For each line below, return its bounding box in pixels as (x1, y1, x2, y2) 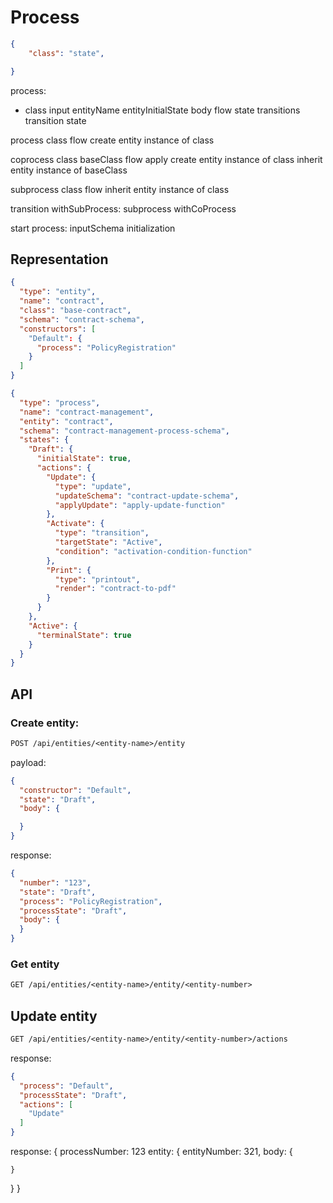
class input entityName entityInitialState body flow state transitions (24, 104, 301, 116)
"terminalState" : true (36, 630, 132, 640)
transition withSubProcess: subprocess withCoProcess (10, 202, 237, 215)
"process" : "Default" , (19, 1081, 114, 1091)
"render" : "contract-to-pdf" (54, 584, 177, 594)
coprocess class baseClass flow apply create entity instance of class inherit (10, 153, 323, 165)
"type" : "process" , (19, 397, 101, 408)
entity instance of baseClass (10, 164, 128, 176)
